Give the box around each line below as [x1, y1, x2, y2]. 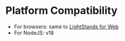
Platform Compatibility [5, 4, 118, 17]
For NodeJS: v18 [13, 29, 54, 36]
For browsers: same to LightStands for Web [13, 23, 119, 30]
